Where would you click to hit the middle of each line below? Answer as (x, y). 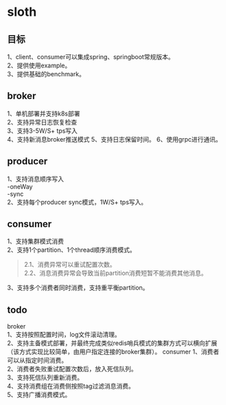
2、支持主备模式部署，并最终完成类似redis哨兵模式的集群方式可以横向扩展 (112, 343)
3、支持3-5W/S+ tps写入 (42, 131)
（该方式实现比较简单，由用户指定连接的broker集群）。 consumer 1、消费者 (113, 352)
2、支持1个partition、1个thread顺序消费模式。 (71, 250)
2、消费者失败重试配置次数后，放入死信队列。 (72, 369)
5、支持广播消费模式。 (39, 395)
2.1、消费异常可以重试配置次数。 (70, 265)
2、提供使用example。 (39, 65)
